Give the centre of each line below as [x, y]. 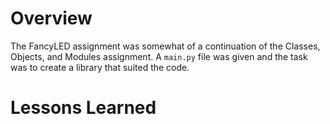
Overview [51, 18]
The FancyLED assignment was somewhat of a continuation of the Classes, [165, 46]
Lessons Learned [83, 108]
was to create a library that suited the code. [100, 67]
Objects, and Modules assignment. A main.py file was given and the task [159, 56]
